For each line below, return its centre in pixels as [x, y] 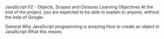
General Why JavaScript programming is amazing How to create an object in [82, 26]
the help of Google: [24, 17]
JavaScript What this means [34, 32]
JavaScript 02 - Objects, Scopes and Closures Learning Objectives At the [79, 7]
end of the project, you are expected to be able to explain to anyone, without [82, 12]
